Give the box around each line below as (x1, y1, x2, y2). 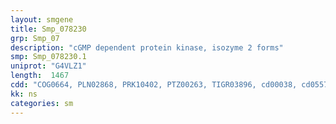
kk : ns (10, 89, 38, 99)
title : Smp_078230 (10, 24, 87, 34)
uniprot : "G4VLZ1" (10, 61, 87, 71)
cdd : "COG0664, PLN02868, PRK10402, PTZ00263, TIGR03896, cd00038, (10, 80, 298, 90)
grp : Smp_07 (10, 33, 60, 43)
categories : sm (10, 98, 74, 108)
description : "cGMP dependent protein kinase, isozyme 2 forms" (10, 42, 284, 53)
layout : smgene (10, 14, 74, 25)
